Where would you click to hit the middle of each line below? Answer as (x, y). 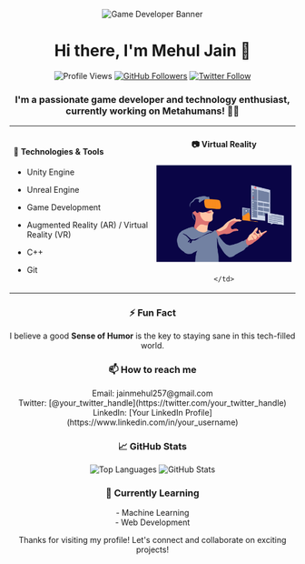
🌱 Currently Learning (152, 493)
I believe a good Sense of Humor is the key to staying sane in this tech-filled (152, 336)
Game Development (64, 207)
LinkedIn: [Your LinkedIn (138, 412)
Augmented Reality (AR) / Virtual (88, 225)
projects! (152, 549)
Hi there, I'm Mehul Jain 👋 (152, 51)
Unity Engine (51, 172)
